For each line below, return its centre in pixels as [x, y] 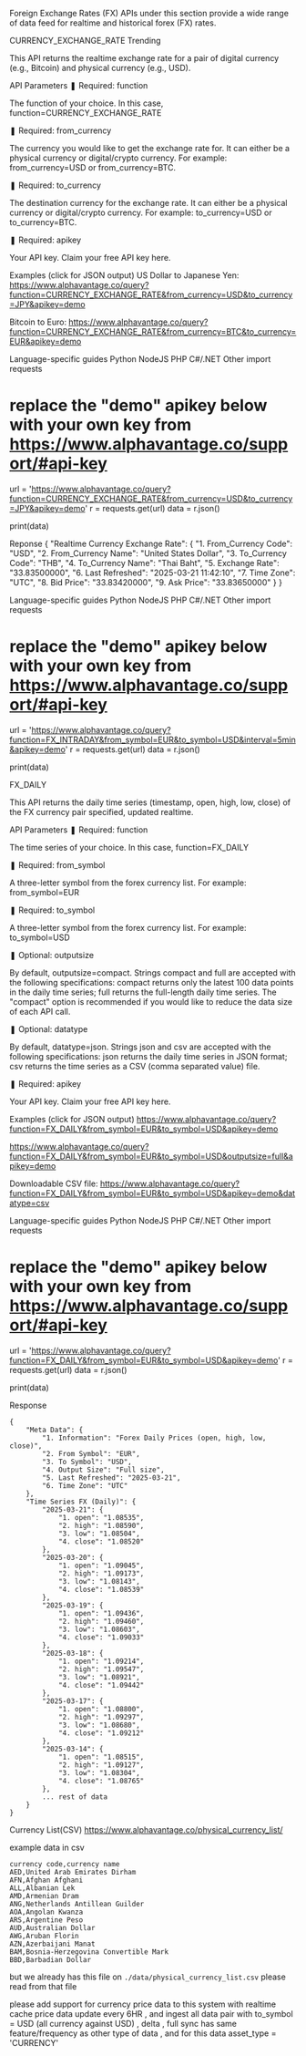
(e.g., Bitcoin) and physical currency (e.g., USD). [100, 68]
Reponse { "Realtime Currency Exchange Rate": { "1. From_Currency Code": [151, 543]
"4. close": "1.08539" [101, 1589]
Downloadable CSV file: [54, 1183]
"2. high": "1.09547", [101, 1669]
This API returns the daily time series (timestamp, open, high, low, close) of [150, 802]
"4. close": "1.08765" [101, 1781]
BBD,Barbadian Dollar [51, 1959]
